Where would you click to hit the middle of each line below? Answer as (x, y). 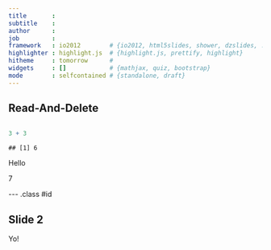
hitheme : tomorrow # (61, 61)
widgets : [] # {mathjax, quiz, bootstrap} (110, 68)
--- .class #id (30, 195)
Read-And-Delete (54, 108)
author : (32, 31)
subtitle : (32, 23)
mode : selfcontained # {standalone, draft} (97, 76)
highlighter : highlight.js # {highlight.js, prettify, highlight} (126, 53)
